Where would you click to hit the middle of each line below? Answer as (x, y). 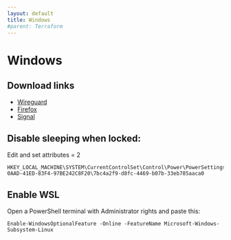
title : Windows (29, 20)
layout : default (30, 13)
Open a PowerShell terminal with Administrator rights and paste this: (104, 211)
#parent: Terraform (35, 26)
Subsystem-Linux (30, 230)
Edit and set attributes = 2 (44, 155)
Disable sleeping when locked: (74, 138)
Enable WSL (33, 194)
